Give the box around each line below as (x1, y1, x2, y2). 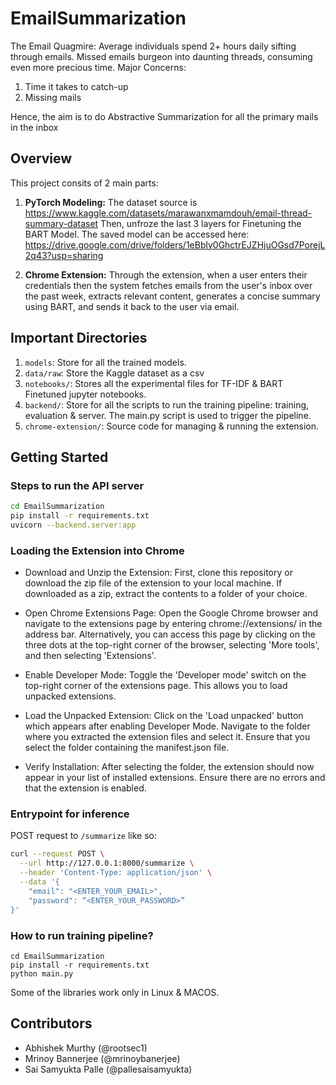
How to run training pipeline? (10, 928, 154, 942)
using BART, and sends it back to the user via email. (24, 300, 240, 312)
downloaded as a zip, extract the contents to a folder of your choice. (24, 588, 308, 600)
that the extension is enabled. (24, 782, 147, 794)
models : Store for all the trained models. (24, 356, 187, 368)
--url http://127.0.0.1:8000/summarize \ (19, 858, 195, 869)
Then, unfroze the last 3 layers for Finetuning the (100, 217, 302, 229)
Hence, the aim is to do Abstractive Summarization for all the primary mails (10, 110, 319, 122)
